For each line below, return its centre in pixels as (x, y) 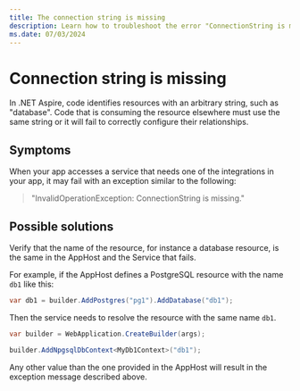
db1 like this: (32, 284)
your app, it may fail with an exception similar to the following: (123, 181)
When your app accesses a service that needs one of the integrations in (142, 171)
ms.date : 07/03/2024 (48, 34)
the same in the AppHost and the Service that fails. (103, 257)
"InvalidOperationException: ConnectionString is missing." (138, 198)
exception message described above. (78, 377)
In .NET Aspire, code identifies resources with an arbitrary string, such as (144, 103)
